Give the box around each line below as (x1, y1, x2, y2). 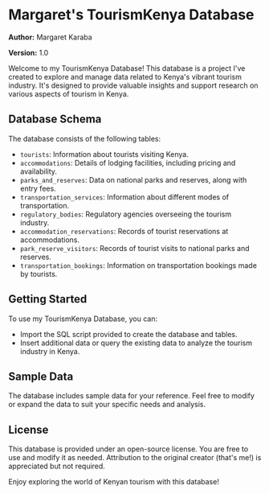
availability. (19, 167, 58, 176)
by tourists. (19, 269, 58, 278)
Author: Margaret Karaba (8, 32, 92, 42)
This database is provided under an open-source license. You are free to (8, 444, 249, 454)
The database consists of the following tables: (8, 134, 161, 143)
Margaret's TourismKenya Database (8, 6, 255, 24)
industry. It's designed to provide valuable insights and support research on (8, 80, 259, 90)
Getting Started (8, 292, 88, 307)
